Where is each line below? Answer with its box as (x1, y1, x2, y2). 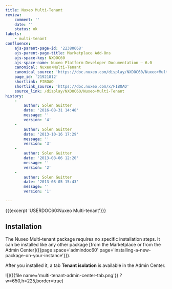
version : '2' (24, 165, 52, 170)
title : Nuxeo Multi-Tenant (5, 7, 63, 13)
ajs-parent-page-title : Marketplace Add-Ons (14, 50, 111, 55)
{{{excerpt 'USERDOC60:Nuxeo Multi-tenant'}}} (5, 207, 106, 214)
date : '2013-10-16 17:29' (24, 131, 79, 137)
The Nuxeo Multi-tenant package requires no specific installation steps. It (5, 236, 160, 242)
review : (5, 12, 22, 17)
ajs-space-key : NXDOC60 (14, 55, 66, 61)
